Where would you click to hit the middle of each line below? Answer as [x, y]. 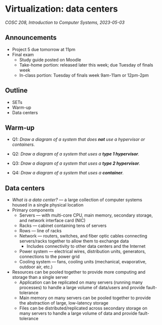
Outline [16, 91]
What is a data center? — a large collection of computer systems [77, 200]
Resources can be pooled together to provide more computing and [79, 272]
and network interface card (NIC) [52, 221]
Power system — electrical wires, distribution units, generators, [83, 252]
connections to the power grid [49, 257]
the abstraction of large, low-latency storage [64, 303]
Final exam [23, 54]
